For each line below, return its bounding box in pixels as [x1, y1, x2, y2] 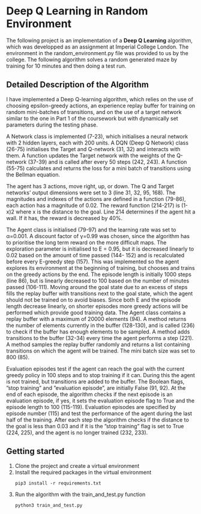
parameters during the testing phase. [6, 121, 98, 128]
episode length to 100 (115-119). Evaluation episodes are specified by [6, 403, 176, 410]
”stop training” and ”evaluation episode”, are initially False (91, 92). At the [6, 384, 186, 391]
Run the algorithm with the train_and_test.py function [14, 491, 146, 498]
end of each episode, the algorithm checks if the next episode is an [6, 390, 173, 398]
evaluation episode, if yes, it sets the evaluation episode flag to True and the [6, 397, 195, 404]
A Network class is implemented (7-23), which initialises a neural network [6, 133, 188, 140]
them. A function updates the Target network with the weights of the [6, 152, 175, 159]
